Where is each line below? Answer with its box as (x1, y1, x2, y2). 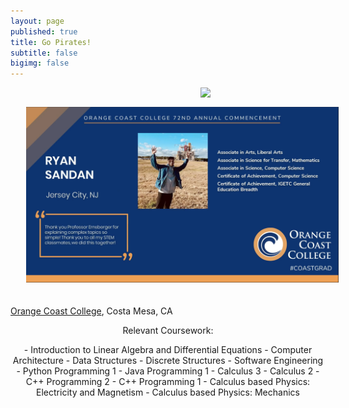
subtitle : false (10, 48, 78, 58)
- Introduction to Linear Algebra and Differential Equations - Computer (23, 344, 313, 356)
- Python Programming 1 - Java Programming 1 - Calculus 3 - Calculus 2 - (16, 365, 320, 377)
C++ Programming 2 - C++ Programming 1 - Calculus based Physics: (25, 376, 311, 388)
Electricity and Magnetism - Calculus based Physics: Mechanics (36, 386, 300, 399)
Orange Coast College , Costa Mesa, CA (10, 305, 173, 317)
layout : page (10, 16, 65, 26)
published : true (10, 26, 78, 37)
